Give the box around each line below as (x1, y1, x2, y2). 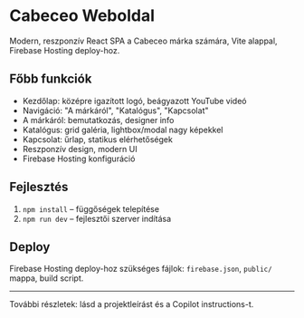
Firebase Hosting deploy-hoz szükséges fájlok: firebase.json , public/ (9, 264, 273, 275)
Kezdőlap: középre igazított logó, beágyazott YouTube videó (22, 95, 247, 106)
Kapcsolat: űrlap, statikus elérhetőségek (22, 133, 174, 145)
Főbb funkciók (9, 72, 92, 87)
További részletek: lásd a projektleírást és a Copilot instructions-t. (9, 299, 254, 310)
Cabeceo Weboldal (9, 5, 156, 26)
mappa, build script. (9, 273, 84, 284)
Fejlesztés (9, 179, 69, 195)
